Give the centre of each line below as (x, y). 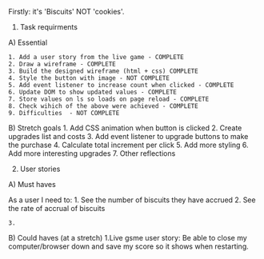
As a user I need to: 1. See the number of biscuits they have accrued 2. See (132, 200)
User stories (40, 169)
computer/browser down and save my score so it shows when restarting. (129, 246)
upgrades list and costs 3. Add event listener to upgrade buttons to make (128, 136)
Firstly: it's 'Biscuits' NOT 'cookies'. (66, 12)
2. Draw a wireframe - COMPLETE (62, 64)
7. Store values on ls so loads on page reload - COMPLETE (109, 99)
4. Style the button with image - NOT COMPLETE (89, 78)
